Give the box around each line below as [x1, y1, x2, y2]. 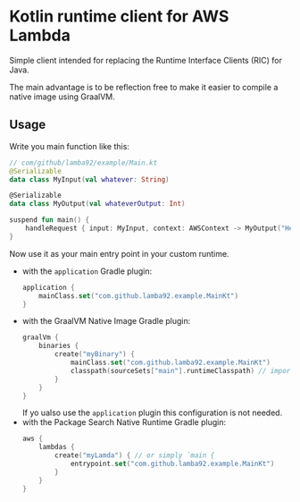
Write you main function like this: [9, 140, 129, 151]
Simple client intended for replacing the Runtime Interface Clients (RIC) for [9, 55, 283, 65]
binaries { [38, 342, 79, 351]
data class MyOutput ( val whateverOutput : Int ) [9, 200, 186, 208]
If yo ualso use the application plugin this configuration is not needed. [21, 407, 283, 418]
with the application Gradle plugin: [21, 266, 153, 277]
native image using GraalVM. [9, 91, 116, 102]
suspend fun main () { [9, 216, 90, 225]
